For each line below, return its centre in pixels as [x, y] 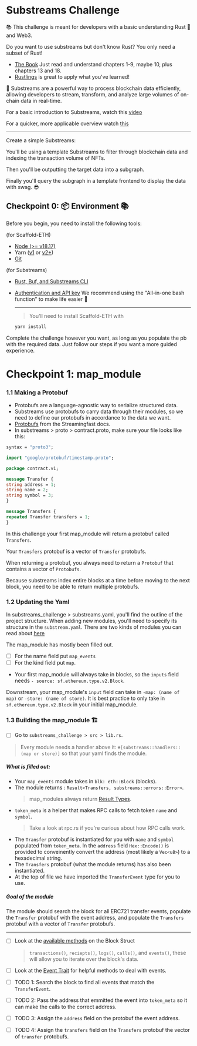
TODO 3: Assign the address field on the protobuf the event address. [97, 1018]
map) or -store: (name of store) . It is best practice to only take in [86, 698]
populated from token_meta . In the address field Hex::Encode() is [91, 846]
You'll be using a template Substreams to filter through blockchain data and [97, 152]
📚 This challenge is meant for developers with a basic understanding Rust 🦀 [98, 26]
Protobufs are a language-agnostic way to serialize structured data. [96, 405]
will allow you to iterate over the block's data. [84, 959]
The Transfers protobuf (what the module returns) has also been [93, 864]
